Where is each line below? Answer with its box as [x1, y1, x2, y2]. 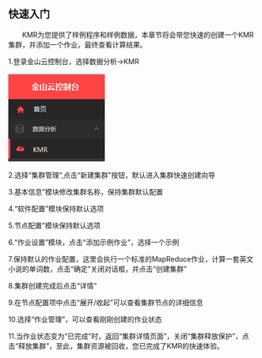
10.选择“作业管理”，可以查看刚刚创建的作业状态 [8, 315, 162, 324]
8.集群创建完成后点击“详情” [8, 281, 97, 290]
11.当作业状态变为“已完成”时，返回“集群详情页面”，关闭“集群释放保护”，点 [8, 331, 249, 341]
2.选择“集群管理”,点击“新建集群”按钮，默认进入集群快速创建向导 [8, 170, 215, 179]
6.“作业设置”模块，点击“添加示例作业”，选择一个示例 [8, 237, 180, 247]
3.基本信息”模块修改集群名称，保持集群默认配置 [8, 187, 164, 196]
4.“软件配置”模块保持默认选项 [8, 204, 104, 213]
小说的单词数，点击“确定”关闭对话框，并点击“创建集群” [8, 264, 188, 273]
